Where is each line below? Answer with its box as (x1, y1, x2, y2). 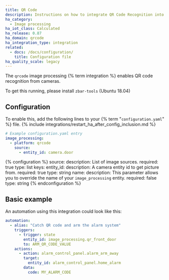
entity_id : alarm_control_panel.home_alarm (27, 260, 121, 265)
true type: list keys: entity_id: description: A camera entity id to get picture (5, 164, 159, 171)
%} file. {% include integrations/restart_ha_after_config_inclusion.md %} (5, 122, 156, 128)
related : (5, 45, 24, 50)
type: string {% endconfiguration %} (5, 180, 81, 187)
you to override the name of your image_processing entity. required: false (5, 175, 157, 181)
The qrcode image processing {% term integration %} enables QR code (5, 73, 153, 79)
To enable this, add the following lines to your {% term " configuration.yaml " (5, 116, 164, 122)
